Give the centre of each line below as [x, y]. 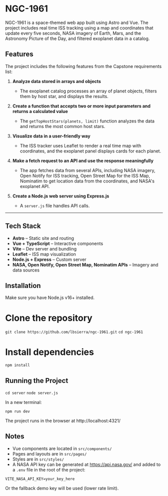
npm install [17, 365]
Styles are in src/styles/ [38, 459]
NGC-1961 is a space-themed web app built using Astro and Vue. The [77, 22]
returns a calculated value [40, 111]
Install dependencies [49, 352]
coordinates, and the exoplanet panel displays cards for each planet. [90, 151]
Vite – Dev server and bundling [44, 248]
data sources [26, 270]
